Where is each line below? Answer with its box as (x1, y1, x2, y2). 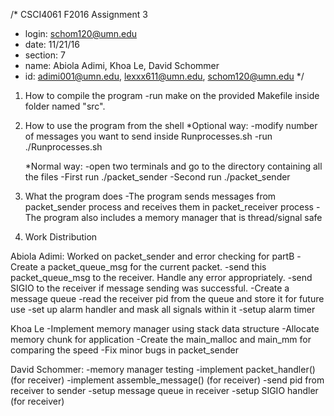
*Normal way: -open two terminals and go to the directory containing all (24, 160, 323, 172)
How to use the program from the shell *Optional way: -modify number (24, 120, 318, 131)
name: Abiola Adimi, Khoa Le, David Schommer (24, 60, 220, 71)
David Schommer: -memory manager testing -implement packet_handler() (10, 364, 316, 375)
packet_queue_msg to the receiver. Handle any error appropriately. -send (10, 272, 313, 283)
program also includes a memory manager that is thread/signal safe (43, 212, 323, 223)
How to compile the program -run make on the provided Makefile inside (24, 90, 320, 101)
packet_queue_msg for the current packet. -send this (47, 261, 267, 273)
